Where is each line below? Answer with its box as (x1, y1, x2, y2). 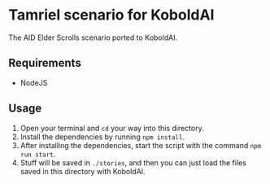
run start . (20, 149, 56, 159)
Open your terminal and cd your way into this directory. (20, 123, 205, 133)
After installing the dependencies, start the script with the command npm (20, 140, 262, 150)
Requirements (8, 56, 81, 70)
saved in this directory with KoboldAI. (20, 166, 146, 176)
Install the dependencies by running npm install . (20, 132, 185, 142)
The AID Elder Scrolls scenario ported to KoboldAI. (8, 33, 177, 42)
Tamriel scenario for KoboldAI (8, 6, 215, 24)
